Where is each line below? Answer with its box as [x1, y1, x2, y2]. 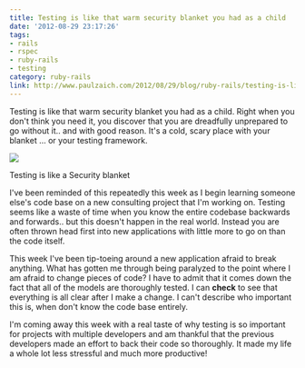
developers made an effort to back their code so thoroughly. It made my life [9, 338, 292, 349]
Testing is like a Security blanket [9, 169, 131, 180]
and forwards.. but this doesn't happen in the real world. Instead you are [9, 215, 280, 227]
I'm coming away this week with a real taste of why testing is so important [9, 319, 286, 330]
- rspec [9, 47, 39, 56]
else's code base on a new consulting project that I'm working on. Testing [9, 196, 286, 207]
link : [9, 81, 30, 90]
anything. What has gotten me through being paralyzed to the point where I [9, 263, 290, 274]
